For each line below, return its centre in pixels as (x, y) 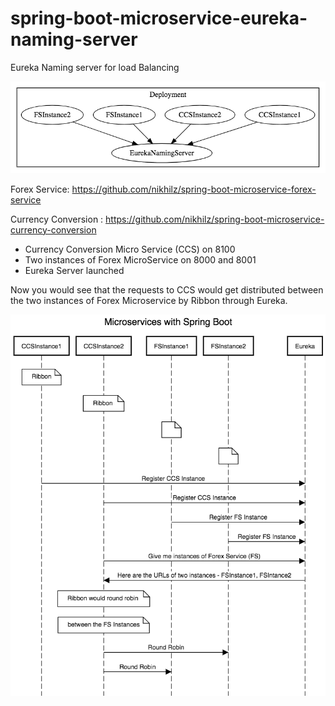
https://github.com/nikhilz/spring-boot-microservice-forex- (194, 189)
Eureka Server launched (74, 270)
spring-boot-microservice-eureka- (159, 18)
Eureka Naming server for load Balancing (95, 67)
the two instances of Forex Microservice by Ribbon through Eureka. (149, 300)
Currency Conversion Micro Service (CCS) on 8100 (130, 249)
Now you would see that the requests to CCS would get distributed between (167, 289)
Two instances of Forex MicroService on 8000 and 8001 (140, 259)
